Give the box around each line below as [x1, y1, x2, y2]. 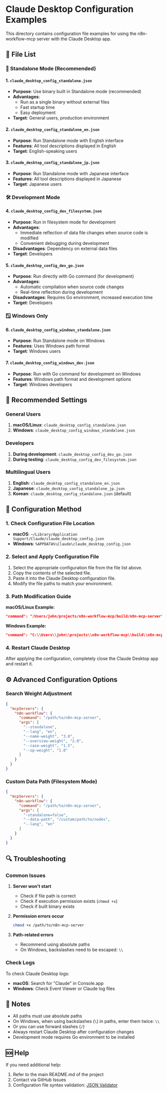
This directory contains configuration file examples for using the [5, 30, 137, 36]
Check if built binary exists [20, 903, 75, 909]
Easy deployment [20, 109, 56, 115]
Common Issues [5, 872, 46, 879]
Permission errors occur [12, 913, 64, 919]
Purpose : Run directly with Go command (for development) [12, 273, 134, 279]
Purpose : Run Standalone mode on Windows [12, 337, 105, 344]
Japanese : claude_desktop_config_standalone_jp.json [12, 485, 125, 491]
